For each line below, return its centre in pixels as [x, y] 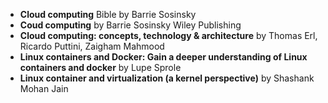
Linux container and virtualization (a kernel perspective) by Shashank [167, 78]
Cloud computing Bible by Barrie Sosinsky [108, 14]
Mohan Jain [44, 88]
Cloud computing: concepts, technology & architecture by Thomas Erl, [168, 35]
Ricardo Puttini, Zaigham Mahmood [92, 46]
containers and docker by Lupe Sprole [100, 67]
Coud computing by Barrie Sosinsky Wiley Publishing [130, 25]
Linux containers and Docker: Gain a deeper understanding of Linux [163, 57]
